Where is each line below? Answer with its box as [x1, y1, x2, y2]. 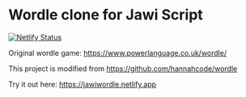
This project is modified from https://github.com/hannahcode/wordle [8, 63, 238, 74]
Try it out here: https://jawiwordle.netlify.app [8, 79, 156, 89]
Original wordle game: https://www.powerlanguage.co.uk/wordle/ [8, 48, 227, 57]
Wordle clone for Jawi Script [8, 6, 204, 24]
